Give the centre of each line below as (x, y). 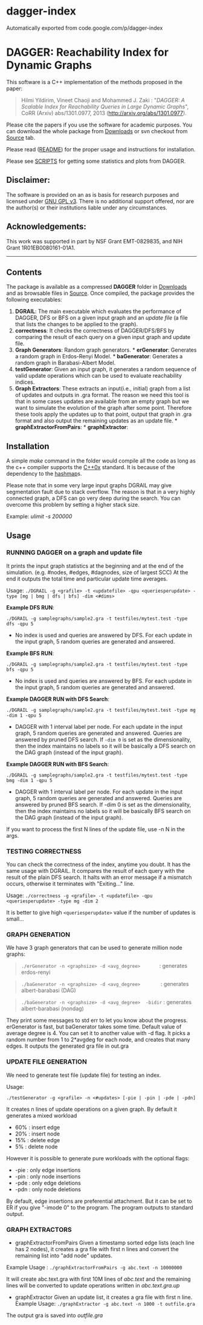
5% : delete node (36, 1146)
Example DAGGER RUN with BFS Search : (58, 764)
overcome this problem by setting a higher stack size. (73, 505)
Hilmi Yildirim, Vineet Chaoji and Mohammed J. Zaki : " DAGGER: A (103, 100)
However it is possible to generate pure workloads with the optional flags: (98, 1158)
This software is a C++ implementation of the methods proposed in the (95, 82)
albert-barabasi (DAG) (49, 990)
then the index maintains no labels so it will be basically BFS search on (103, 811)
